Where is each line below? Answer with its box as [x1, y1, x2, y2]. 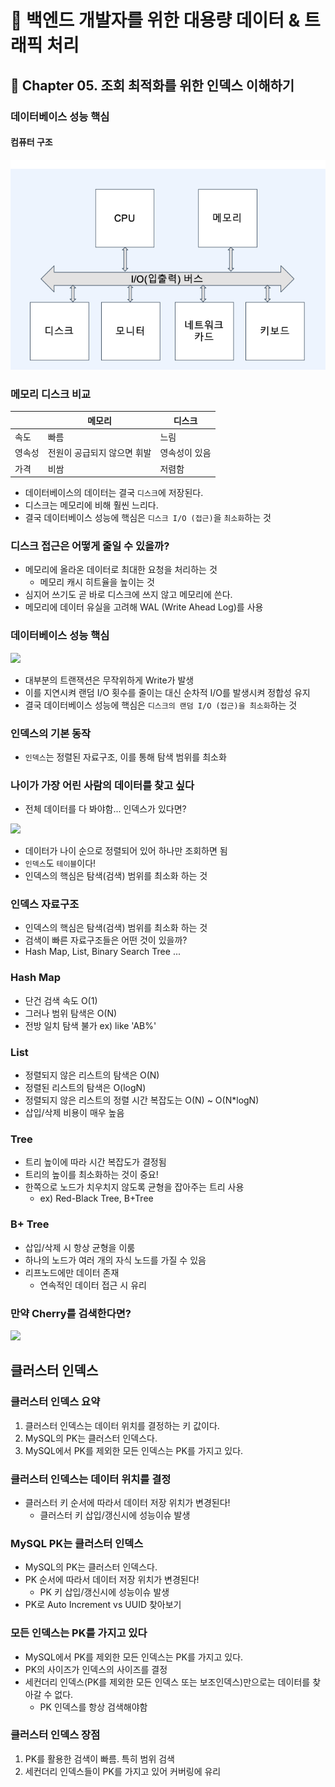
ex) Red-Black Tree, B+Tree [39, 1192, 154, 1205]
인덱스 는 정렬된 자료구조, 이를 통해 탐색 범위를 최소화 [24, 751, 227, 763]
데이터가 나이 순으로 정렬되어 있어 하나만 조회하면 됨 [24, 845, 228, 857]
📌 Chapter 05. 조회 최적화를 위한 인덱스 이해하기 [10, 77, 295, 94]
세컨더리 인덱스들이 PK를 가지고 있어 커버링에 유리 [24, 1765, 222, 1777]
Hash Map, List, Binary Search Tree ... [24, 946, 181, 958]
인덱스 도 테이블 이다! [24, 857, 97, 870]
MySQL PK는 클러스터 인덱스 [10, 1536, 144, 1550]
